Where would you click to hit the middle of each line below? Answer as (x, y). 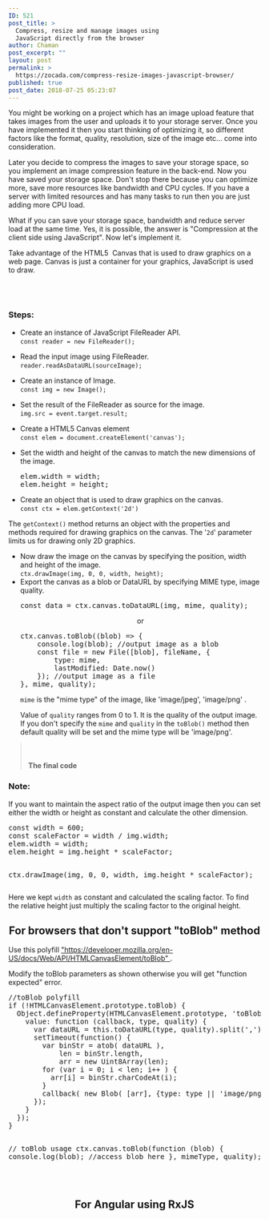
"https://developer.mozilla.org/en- (117, 950)
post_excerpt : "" (37, 53)
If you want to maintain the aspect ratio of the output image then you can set (134, 804)
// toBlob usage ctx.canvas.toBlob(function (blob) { (116, 1149)
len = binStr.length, (101, 1054)
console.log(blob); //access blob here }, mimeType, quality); (135, 1157)
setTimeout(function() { (82, 1038)
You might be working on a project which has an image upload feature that (131, 113)
